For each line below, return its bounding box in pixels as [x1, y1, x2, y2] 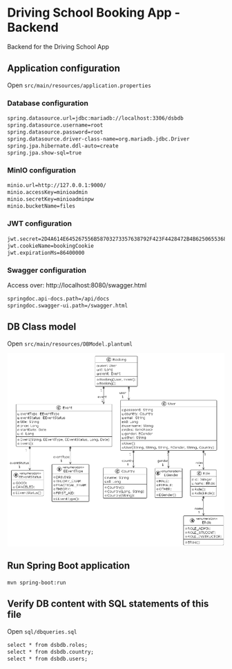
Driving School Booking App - [7, 5, 181, 21]
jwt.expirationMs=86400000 [7, 249, 85, 256]
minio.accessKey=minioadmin [7, 189, 88, 196]
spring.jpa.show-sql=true [7, 150, 81, 157]
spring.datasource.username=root [7, 122, 104, 129]
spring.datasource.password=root [7, 129, 104, 136]
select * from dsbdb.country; [7, 648, 95, 655]
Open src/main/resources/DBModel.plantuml [7, 339, 133, 348]
